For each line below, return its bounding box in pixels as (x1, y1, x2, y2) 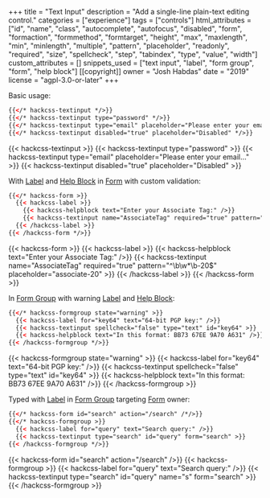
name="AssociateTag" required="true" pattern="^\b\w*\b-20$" (8, 261, 218, 270)
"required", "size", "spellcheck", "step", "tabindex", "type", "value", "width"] (8, 50, 258, 59)
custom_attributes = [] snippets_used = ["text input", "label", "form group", (8, 58, 255, 68)
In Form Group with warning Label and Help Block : (8, 293, 175, 303)
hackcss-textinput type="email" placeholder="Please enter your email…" (8, 152, 250, 162)
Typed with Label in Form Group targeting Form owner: (8, 394, 190, 405)
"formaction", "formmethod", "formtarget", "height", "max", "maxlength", (8, 32, 247, 42)
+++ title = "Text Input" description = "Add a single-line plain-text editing (8, 7, 250, 16)
